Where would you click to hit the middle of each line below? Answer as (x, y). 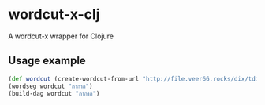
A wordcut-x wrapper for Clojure (61, 36)
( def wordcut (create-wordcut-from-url (74, 79)
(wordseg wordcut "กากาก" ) (50, 86)
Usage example (47, 61)
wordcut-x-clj (54, 14)
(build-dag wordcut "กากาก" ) (54, 93)
